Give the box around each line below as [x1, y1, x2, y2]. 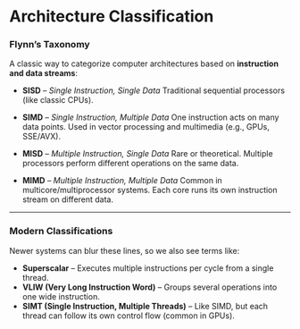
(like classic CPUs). [21, 95, 94, 105]
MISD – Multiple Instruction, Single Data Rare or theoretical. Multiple [21, 148, 274, 159]
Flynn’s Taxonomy [9, 38, 91, 51]
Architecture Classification [9, 6, 214, 27]
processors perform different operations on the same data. [21, 158, 239, 169]
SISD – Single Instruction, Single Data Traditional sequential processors [21, 85, 286, 96]
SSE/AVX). [21, 131, 61, 142]
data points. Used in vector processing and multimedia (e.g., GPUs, [21, 122, 271, 132]
